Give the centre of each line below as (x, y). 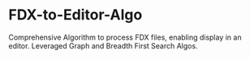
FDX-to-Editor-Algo (75, 15)
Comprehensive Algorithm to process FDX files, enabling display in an (125, 37)
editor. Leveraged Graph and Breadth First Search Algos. (103, 45)
